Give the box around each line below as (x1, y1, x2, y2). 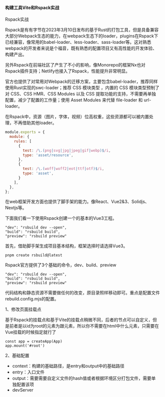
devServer (12, 387, 33, 393)
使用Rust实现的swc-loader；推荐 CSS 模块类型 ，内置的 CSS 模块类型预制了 (5, 85, 160, 91)
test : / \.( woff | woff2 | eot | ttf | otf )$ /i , (23, 166, 105, 171)
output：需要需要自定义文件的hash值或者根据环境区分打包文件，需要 (12, 375, 152, 381)
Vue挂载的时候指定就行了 (5, 329, 56, 335)
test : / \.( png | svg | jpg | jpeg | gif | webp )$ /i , (23, 148, 111, 153)
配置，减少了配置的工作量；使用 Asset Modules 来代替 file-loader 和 (5, 97, 143, 103)
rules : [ (14, 138, 32, 144)
